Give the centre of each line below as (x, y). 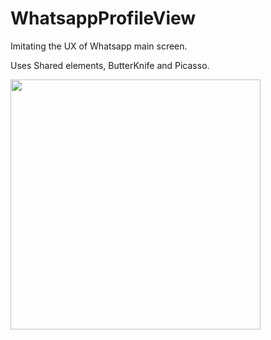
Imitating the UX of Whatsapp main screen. (99, 46)
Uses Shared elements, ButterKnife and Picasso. (110, 65)
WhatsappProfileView (103, 18)
